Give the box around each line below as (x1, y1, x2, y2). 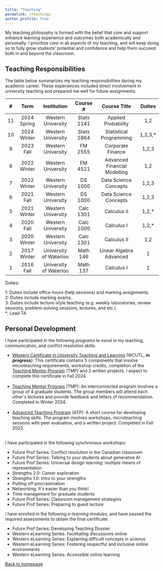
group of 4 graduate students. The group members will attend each (12, 389, 148, 395)
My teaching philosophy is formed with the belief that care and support (5, 30, 148, 36)
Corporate (104, 143, 128, 149)
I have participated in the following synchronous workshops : (5, 440, 127, 446)
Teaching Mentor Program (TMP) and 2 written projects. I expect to (12, 368, 147, 373)
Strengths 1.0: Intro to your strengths (12, 475, 86, 481)
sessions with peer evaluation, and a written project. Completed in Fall (12, 420, 154, 425)
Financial (106, 163, 127, 170)
